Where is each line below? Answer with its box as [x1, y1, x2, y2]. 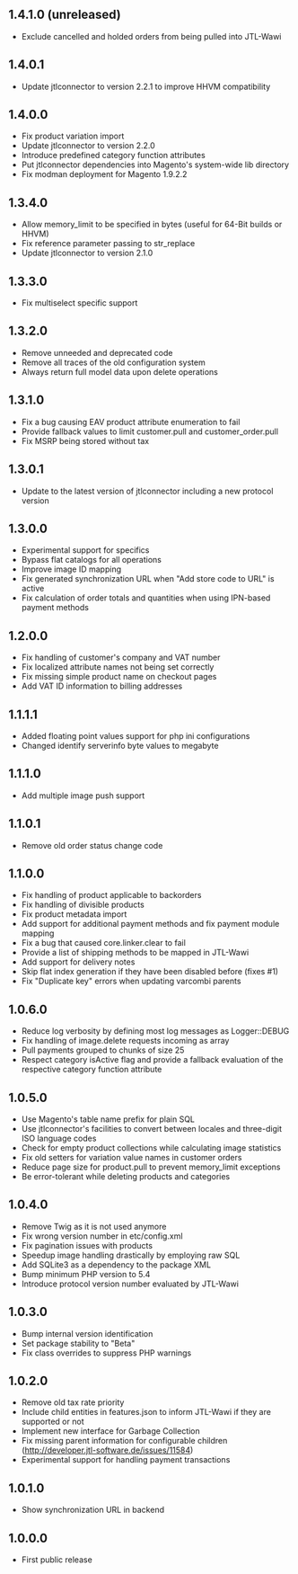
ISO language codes [21, 1133, 97, 1143]
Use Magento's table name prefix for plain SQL [21, 1114, 195, 1125]
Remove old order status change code [21, 840, 163, 850]
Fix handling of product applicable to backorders [21, 890, 202, 901]
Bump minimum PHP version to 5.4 [21, 1268, 151, 1279]
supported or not [21, 1416, 84, 1427]
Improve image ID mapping [21, 564, 122, 574]
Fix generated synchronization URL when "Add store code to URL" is [21, 574, 275, 584]
